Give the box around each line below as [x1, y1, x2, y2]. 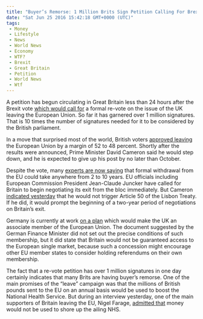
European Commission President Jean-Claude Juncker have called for [6, 179, 181, 187]
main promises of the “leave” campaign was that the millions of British [6, 280, 181, 287]
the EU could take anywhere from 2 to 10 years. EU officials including [6, 173, 178, 180]
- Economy [8, 48, 34, 54]
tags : [6, 20, 20, 26]
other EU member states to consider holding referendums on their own [6, 249, 182, 256]
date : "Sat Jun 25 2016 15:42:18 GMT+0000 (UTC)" [6, 14, 134, 21]
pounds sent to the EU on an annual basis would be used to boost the [6, 286, 179, 294]
